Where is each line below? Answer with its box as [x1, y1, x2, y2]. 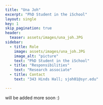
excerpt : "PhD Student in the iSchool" [5, 12, 88, 17]
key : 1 [5, 21, 19, 26]
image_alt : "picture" [14, 53, 58, 59]
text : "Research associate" [14, 68, 72, 73]
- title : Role [9, 44, 39, 49]
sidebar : [5, 40, 23, 45]
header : [5, 30, 21, 35]
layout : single [5, 16, 37, 21]
